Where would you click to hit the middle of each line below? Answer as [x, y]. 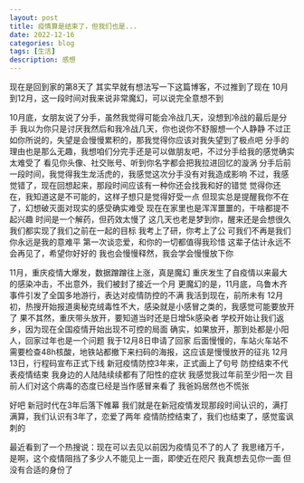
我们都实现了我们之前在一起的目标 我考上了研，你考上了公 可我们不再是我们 [150, 231]
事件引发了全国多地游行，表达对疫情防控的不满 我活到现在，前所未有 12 [142, 295]
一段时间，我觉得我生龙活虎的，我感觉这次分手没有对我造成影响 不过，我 [145, 174]
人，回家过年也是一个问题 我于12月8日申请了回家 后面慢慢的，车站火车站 [145, 340]
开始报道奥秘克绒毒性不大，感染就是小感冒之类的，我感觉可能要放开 [167, 306]
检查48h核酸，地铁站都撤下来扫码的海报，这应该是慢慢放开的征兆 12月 [157, 352]
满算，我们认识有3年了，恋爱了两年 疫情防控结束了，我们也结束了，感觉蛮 [148, 416]
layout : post [34, 18]
